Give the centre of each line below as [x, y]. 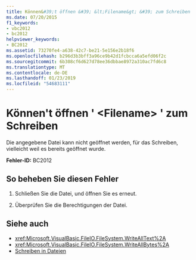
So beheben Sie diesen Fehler [63, 179]
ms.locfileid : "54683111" [38, 84]
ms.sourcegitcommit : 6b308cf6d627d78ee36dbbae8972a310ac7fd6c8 [86, 61]
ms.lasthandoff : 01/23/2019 [41, 78]
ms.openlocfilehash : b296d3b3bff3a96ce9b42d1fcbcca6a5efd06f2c [86, 56]
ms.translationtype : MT [36, 67]
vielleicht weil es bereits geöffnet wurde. [56, 148]
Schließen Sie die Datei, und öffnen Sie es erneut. [76, 193]
